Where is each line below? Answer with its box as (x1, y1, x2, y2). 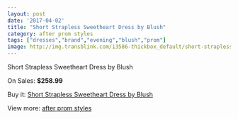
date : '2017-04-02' (7, 17, 65, 24)
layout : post (7, 10, 46, 18)
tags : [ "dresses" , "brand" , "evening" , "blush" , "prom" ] (7, 37, 166, 44)
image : (7, 43, 27, 50)
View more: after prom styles (7, 104, 92, 112)
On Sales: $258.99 (7, 76, 63, 85)
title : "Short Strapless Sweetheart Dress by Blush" (7, 23, 166, 30)
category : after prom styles (7, 30, 93, 38)
